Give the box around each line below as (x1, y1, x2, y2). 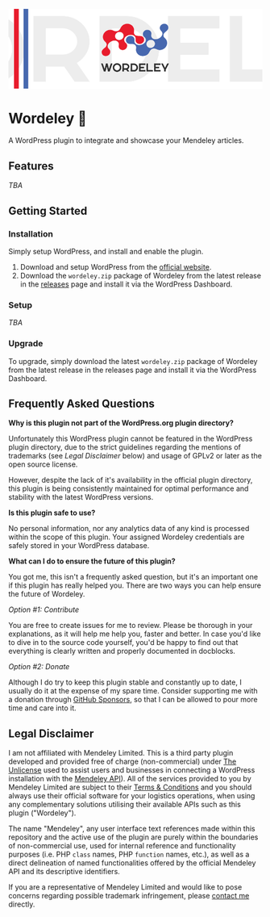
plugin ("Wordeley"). (8, 808, 77, 818)
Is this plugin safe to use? (8, 508, 96, 517)
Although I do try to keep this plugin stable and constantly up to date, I (8, 677, 242, 687)
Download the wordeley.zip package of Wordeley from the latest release (19, 270, 262, 280)
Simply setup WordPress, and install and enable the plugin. (8, 246, 204, 256)
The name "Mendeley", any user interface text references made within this (8, 824, 255, 834)
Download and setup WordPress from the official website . (19, 262, 212, 271)
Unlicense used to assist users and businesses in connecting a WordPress (8, 765, 255, 775)
